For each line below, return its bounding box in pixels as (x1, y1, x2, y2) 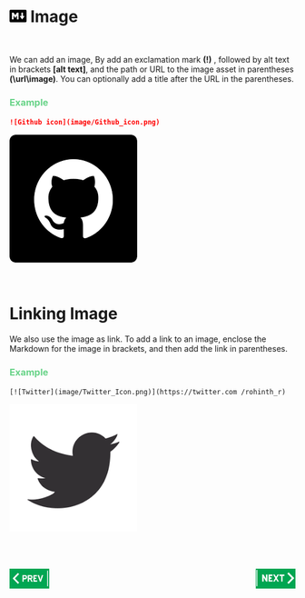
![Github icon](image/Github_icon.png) (9, 118, 161, 127)
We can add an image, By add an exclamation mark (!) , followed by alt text (9, 54, 290, 65)
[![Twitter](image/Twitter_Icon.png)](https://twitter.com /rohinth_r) (9, 388, 286, 397)
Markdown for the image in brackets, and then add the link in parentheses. (9, 344, 288, 354)
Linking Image (9, 304, 118, 324)
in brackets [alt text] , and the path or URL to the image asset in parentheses (9, 64, 294, 75)
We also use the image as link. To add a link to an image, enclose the (9, 334, 267, 344)
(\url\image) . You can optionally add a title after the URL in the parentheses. (9, 73, 294, 84)
